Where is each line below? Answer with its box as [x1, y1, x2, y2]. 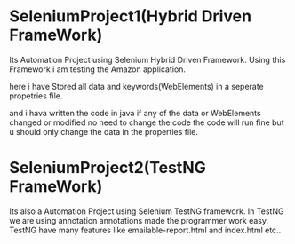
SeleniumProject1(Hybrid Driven [9, 6, 251, 27]
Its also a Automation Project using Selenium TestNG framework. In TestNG [9, 206, 284, 216]
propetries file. [9, 91, 63, 101]
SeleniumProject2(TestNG [9, 158, 207, 178]
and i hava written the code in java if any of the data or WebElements [9, 107, 261, 118]
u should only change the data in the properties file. [9, 126, 198, 137]
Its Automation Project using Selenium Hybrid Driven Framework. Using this [9, 54, 286, 65]
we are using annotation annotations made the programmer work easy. [9, 215, 269, 225]
